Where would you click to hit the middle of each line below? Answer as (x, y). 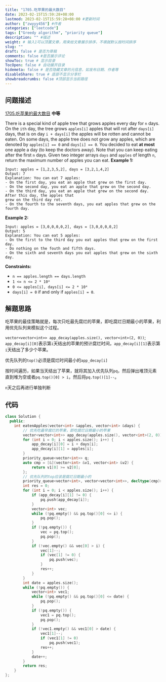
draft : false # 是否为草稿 (31, 51)
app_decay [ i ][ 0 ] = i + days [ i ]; (65, 444)
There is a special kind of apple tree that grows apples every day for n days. (82, 123)
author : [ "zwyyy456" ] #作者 (33, 24)
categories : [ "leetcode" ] (32, 28)
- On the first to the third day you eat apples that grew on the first (82, 240)
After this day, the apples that (40, 195)
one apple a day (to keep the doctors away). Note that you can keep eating (81, 150)
